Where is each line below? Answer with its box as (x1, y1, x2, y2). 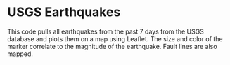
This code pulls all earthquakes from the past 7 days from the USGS (7, 27, 204, 36)
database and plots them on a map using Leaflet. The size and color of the (7, 34, 223, 43)
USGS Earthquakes (7, 4, 121, 20)
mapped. (7, 50, 34, 58)
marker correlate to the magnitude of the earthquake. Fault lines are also (7, 42, 217, 50)
